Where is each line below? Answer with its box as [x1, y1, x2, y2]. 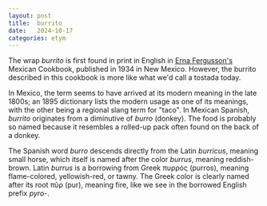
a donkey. [8, 131, 41, 141]
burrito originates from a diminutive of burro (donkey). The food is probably [8, 113, 257, 124]
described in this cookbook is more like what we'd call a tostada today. [8, 73, 241, 82]
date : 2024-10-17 [8, 26, 74, 34]
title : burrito [8, 19, 62, 27]
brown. [8, 163, 32, 172]
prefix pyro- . [8, 188, 50, 198]
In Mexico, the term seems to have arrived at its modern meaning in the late [8, 89, 257, 98]
